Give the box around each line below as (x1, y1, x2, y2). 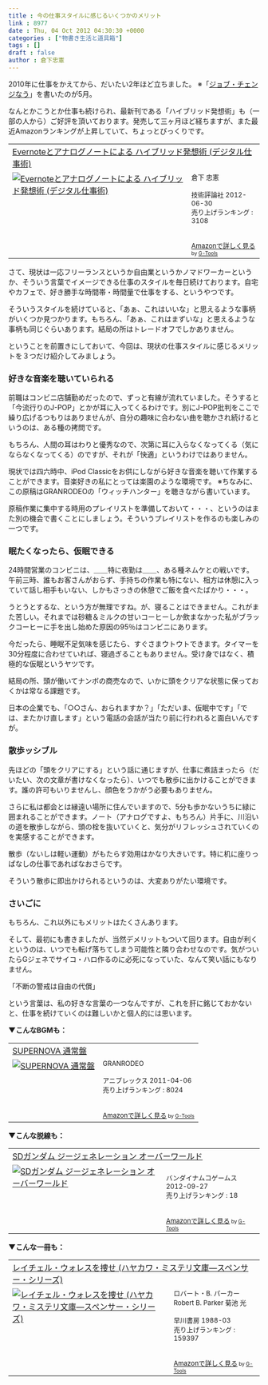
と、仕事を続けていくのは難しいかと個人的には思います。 (8, 1008, 197, 1018)
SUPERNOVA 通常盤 (12, 1045, 88, 1056)
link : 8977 (8, 19, 48, 27)
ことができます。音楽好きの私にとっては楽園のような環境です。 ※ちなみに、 (8, 477, 258, 486)
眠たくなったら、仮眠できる (8, 545, 115, 557)
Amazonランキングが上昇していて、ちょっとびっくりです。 (14, 126, 209, 136)
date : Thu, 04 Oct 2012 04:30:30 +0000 (8, 26, 145, 34)
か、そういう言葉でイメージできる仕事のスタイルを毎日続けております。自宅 (8, 277, 259, 286)
